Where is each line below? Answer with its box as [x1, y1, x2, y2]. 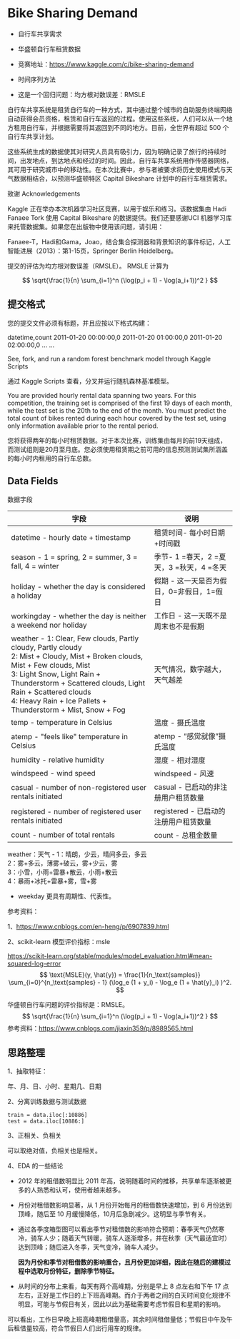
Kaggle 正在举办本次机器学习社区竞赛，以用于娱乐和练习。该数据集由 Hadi [7, 204, 227, 213]
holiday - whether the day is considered [11, 581, 146, 591]
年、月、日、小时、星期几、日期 [7, 1082, 101, 1090]
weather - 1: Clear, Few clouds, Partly [11, 633, 139, 643]
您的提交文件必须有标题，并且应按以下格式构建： [7, 319, 151, 327]
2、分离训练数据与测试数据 [7, 1098, 87, 1106]
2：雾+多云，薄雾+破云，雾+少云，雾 [7, 858, 118, 867]
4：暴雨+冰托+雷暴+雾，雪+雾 [7, 876, 98, 885]
